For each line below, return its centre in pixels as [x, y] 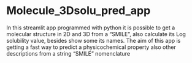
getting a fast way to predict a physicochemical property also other [91, 47]
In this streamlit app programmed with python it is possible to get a [91, 28]
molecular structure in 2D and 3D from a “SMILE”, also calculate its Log [96, 34]
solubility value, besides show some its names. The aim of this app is [94, 40]
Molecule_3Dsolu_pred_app [79, 11]
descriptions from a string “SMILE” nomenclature [68, 53]
